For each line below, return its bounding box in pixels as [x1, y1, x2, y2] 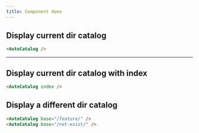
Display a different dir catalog [6, 100, 118, 110]
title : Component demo [6, 8, 62, 15]
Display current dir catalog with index [6, 68, 148, 78]
